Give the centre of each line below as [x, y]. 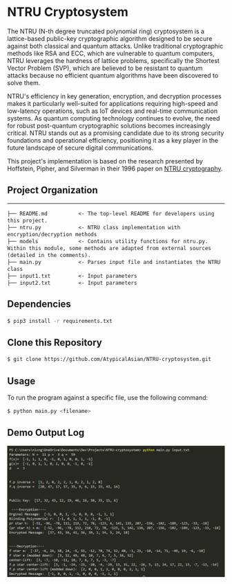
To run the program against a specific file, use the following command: [108, 397]
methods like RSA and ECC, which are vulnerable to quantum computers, [111, 53]
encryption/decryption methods [52, 234]
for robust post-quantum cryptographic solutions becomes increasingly [109, 125]
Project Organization [52, 190]
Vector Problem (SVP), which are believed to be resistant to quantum [105, 68]
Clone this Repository [55, 343]
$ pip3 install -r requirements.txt [60, 321]
